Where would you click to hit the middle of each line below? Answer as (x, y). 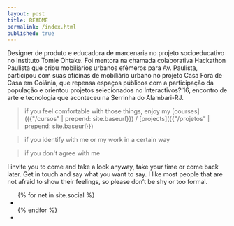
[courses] (186, 111)
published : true (31, 33)
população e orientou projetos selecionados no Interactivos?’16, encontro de (117, 90)
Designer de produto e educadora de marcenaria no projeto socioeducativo (116, 53)
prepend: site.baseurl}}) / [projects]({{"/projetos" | (138, 119)
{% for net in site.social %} (56, 195)
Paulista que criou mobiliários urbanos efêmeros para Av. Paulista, (102, 68)
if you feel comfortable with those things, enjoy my (97, 111)
